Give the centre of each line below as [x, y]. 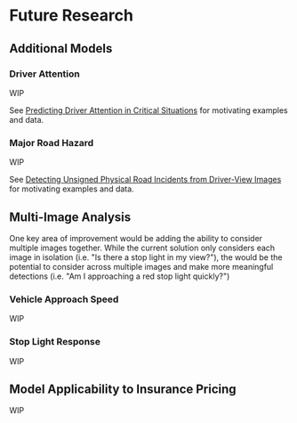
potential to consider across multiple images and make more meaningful [141, 266]
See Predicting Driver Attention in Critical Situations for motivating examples [148, 110]
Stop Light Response [55, 342]
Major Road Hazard [52, 142]
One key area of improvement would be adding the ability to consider [136, 238]
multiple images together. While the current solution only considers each [142, 248]
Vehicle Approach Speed [64, 299]
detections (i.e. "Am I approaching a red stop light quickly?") [120, 276]
